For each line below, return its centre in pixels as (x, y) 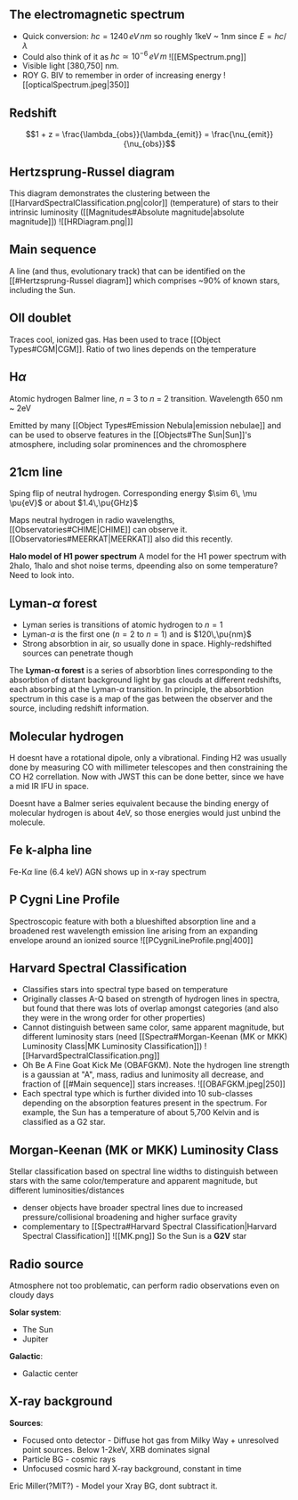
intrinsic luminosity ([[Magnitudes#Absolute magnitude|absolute (127, 212)
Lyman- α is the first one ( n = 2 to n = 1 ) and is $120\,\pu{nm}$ (137, 634)
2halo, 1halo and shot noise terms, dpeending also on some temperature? (144, 566)
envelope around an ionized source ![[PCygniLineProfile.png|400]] (131, 940)
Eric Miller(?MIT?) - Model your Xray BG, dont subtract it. (113, 1486)
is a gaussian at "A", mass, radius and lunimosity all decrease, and (143, 1075)
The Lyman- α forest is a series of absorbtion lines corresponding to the (141, 671)
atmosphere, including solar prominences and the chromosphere (128, 444)
